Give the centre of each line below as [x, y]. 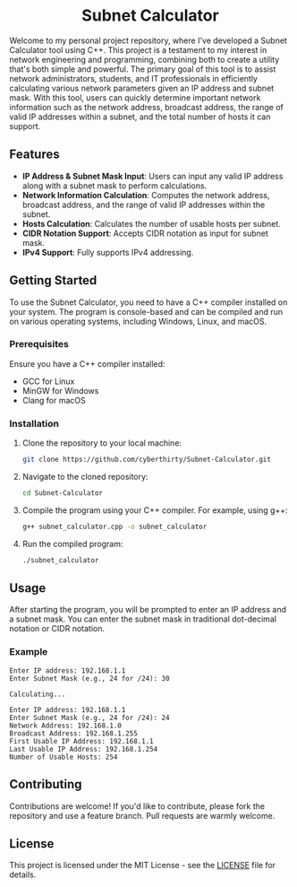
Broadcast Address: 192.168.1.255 [74, 733]
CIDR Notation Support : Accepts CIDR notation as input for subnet [145, 233]
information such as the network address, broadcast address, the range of [146, 107]
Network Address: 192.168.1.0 [66, 726]
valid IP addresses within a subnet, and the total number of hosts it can [140, 117]
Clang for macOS [54, 400]
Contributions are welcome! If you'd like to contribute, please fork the [137, 806]
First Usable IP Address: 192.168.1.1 [81, 741]
